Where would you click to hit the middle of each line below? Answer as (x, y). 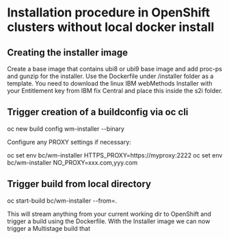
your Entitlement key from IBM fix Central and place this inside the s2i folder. (115, 91)
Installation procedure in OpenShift (109, 13)
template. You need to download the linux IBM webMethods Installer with (110, 83)
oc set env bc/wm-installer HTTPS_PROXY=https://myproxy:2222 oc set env (115, 155)
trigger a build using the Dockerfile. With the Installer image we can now (109, 221)
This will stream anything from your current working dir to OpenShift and (109, 214)
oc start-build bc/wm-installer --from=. (62, 201)
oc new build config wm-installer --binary (66, 129)
